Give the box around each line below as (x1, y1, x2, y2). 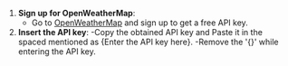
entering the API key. (17, 46, 97, 57)
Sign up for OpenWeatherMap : (17, 8, 136, 18)
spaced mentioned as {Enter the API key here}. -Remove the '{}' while (17, 36, 279, 47)
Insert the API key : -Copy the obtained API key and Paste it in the (17, 27, 263, 37)
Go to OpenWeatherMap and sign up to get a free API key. (31, 17, 249, 28)
